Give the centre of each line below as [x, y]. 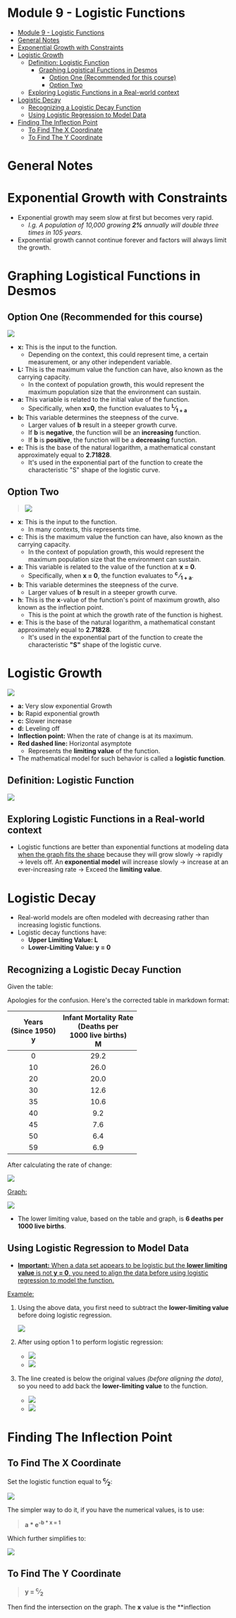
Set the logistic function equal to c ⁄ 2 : [60, 1482]
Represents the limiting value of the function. [94, 751]
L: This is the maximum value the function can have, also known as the [120, 370]
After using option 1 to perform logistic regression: [90, 1342]
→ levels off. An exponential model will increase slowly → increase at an [123, 862]
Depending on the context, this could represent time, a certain [118, 354]
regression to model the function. [66, 1280]
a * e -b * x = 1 [43, 1524]
